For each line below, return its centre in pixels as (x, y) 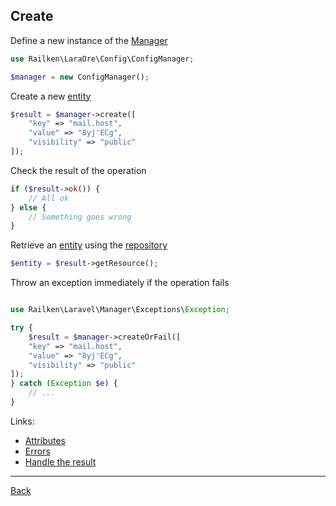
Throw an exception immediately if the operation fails (120, 283)
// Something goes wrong (80, 217)
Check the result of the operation (78, 170)
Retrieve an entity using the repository (89, 245)
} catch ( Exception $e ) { (64, 384)
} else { (28, 207)
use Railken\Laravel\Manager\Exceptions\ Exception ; (120, 310)
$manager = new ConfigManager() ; (80, 77)
